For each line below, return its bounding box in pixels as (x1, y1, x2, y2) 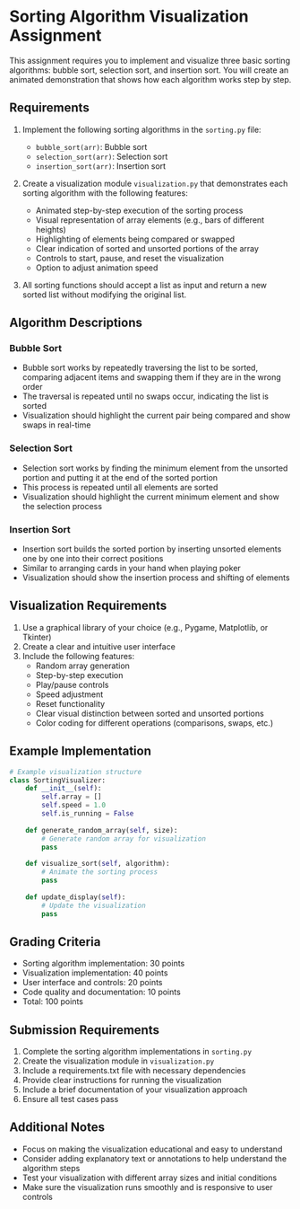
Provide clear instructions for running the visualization (21, 1075, 222, 1086)
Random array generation (35, 660, 130, 671)
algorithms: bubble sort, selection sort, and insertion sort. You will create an (9, 65, 289, 75)
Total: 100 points (21, 996, 83, 1007)
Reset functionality (35, 698, 106, 709)
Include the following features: (21, 650, 135, 661)
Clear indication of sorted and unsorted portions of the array (35, 243, 260, 253)
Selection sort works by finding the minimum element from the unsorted (21, 463, 288, 473)
